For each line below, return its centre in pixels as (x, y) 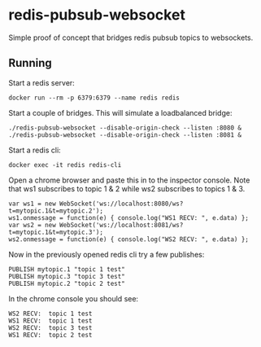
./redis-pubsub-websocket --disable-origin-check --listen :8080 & (125, 128)
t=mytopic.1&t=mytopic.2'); (56, 211)
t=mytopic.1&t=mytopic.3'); (56, 232)
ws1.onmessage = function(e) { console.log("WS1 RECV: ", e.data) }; (129, 217)
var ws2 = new (33, 225)
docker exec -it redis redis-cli (65, 165)
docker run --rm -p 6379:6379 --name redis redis (94, 98)
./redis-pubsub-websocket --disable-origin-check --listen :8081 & (125, 135)
